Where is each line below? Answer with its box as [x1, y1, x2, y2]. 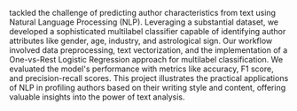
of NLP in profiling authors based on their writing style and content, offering [9, 83, 286, 92]
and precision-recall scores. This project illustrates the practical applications [9, 73, 289, 83]
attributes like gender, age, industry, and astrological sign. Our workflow [9, 35, 273, 46]
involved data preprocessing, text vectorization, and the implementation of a [9, 45, 288, 55]
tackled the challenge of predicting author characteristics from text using [9, 8, 277, 18]
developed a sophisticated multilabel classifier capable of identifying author [9, 26, 286, 36]
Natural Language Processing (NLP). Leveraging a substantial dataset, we [9, 17, 279, 27]
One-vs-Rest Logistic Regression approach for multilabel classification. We [9, 55, 284, 64]
